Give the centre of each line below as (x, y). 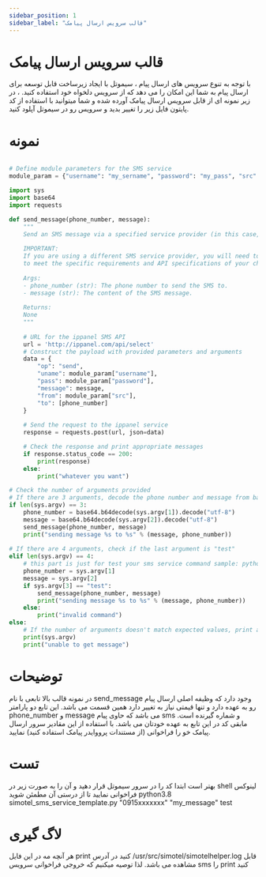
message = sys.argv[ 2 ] (60, 578)
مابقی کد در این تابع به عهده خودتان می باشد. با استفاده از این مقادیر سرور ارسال (128, 723)
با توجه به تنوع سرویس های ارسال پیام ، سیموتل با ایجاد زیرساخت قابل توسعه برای (130, 84)
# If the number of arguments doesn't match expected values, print (138, 630)
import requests (36, 205)
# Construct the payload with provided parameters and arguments (133, 352)
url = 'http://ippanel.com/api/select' (89, 344)
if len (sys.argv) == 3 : (48, 505)
